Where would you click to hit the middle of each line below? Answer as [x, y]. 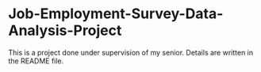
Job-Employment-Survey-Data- [116, 14]
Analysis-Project [65, 30]
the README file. [36, 61]
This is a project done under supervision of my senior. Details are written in [131, 52]
